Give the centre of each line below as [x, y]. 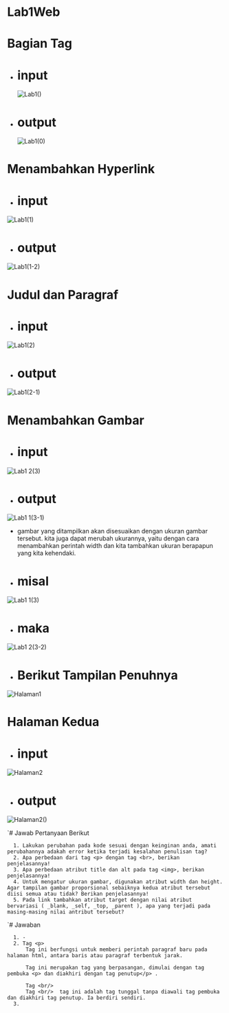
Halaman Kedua [53, 722]
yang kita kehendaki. [46, 553]
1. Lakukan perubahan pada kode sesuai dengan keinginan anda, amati [115, 846]
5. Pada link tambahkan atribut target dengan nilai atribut [103, 900]
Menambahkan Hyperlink [81, 169]
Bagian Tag [40, 44]
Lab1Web [34, 12]
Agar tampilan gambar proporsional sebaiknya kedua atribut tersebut [109, 888]
